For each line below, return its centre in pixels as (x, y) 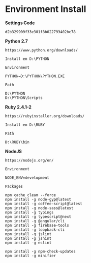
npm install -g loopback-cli (35, 230)
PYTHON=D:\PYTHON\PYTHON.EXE (35, 76)
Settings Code (20, 23)
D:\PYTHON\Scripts (24, 98)
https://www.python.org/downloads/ (42, 50)
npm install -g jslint (28, 234)
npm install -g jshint (28, 238)
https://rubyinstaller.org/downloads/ (45, 116)
